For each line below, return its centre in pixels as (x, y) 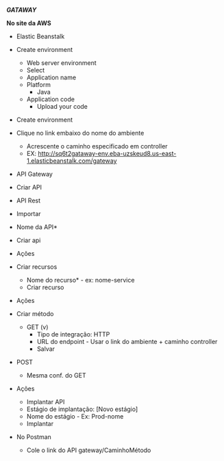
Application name (51, 77)
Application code (50, 99)
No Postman (34, 437)
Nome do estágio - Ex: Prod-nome (75, 416)
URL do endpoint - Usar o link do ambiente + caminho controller (127, 342)
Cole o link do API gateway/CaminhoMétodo (89, 450)
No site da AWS (29, 23)
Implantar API (46, 402)
